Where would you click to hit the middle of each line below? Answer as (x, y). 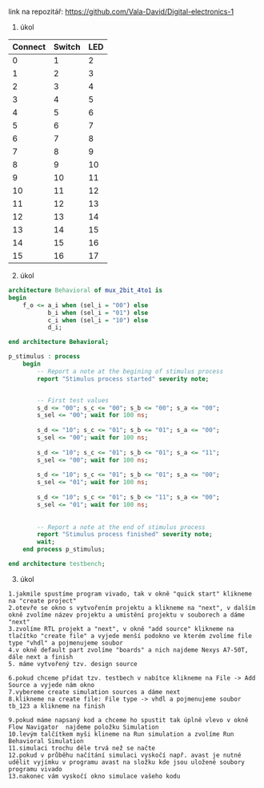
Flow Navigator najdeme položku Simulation (84, 727)
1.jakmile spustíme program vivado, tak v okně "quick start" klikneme (130, 594)
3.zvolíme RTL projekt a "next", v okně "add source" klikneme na (121, 628)
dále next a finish (41, 657)
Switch (67, 47)
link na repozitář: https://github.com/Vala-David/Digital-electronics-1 (121, 12)
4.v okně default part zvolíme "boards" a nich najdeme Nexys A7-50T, (128, 650)
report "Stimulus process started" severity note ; (123, 379)
